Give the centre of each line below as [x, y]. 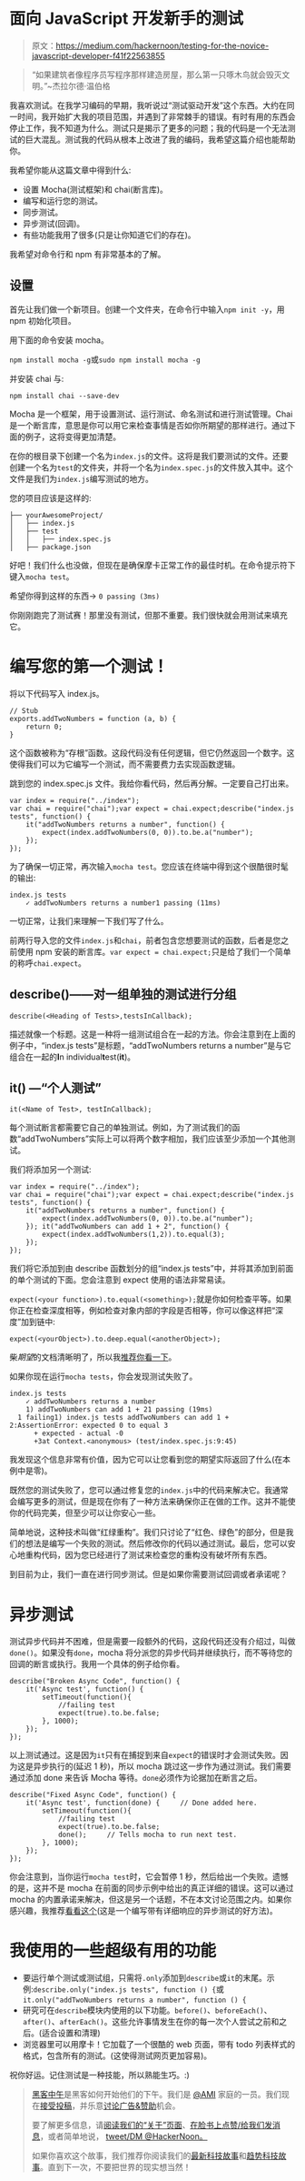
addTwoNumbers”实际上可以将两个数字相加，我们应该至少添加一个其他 [154, 1139]
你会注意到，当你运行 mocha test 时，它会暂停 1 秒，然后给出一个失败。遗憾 [149, 1877]
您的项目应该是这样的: [51, 498]
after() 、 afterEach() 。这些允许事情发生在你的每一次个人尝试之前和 [151, 2022]
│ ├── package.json [50, 547]
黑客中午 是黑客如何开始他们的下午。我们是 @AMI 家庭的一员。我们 [157, 2095]
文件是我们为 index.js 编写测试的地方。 [82, 478]
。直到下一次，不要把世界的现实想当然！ [115, 2167]
